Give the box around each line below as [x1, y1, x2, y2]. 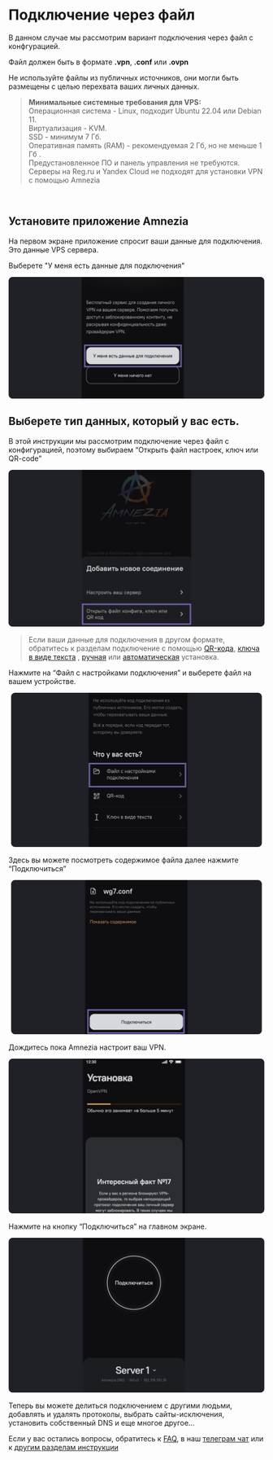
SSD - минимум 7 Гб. [28, 132, 102, 142]
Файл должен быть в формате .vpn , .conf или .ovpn [8, 57, 189, 67]
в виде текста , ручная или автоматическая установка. [28, 652, 219, 662]
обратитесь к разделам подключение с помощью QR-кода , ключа [28, 643, 260, 653]
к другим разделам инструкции [8, 1443, 119, 1453]
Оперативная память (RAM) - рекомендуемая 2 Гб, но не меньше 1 [28, 140, 262, 150]
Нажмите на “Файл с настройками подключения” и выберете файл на [8, 668, 252, 677]
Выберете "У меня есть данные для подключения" [8, 261, 185, 270]
